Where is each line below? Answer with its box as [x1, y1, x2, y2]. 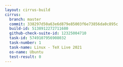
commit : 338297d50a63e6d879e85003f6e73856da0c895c [9, 21, 118, 27]
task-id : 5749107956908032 [9, 36, 66, 41]
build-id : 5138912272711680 [9, 26, 69, 31]
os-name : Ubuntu [9, 49, 44, 54]
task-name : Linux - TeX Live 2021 [9, 45, 82, 50]
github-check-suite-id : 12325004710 [9, 31, 87, 36]
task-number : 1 [9, 40, 42, 45]
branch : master [9, 17, 42, 22]
